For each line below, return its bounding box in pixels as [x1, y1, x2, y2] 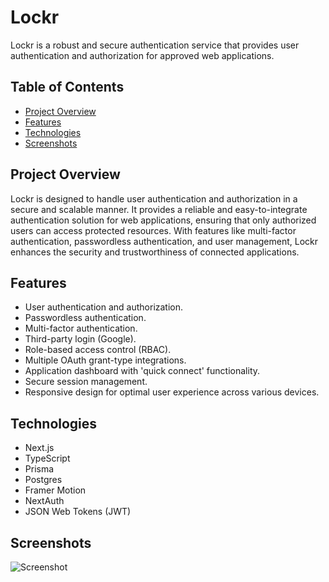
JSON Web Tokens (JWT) [24, 506, 132, 518]
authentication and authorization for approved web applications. [10, 49, 275, 61]
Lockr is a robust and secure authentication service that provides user [10, 39, 300, 51]
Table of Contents [10, 79, 125, 96]
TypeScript [24, 452, 71, 465]
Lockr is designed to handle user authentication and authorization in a [10, 192, 298, 205]
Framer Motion [24, 484, 87, 496]
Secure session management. [24, 376, 148, 388]
